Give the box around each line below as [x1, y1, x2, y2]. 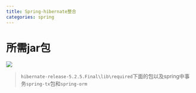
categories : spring [6, 14, 55, 20]
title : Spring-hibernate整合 [6, 8, 77, 15]
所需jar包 [6, 41, 51, 55]
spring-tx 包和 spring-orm [26, 80, 87, 87]
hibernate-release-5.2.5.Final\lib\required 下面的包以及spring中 [20, 73, 185, 80]
